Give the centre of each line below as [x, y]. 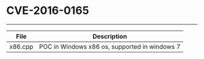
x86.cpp [21, 46]
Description [110, 36]
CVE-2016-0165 [48, 11]
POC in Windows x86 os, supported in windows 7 [110, 46]
